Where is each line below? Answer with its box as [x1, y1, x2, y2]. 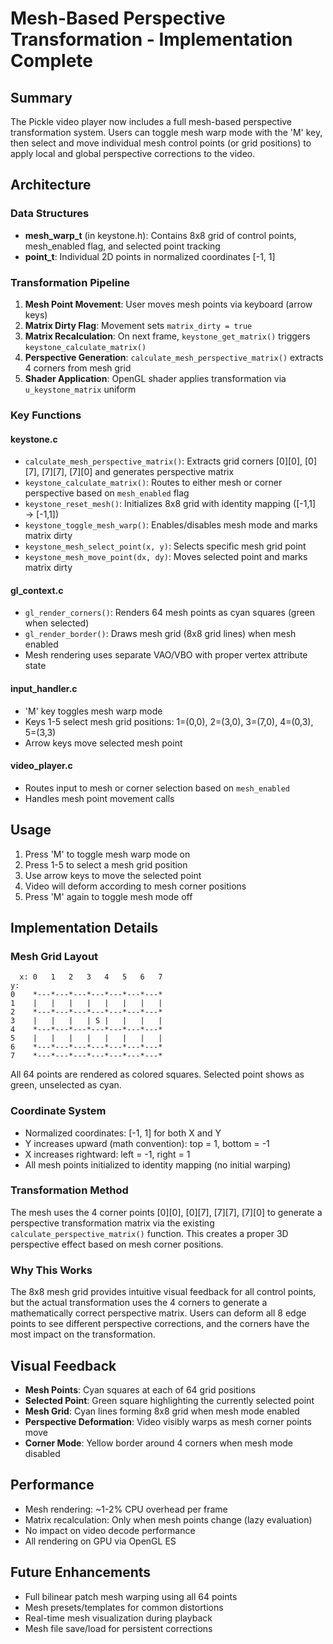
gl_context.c [10, 584, 64, 596]
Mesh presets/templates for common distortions [24, 1601, 224, 1613]
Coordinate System [10, 1104, 107, 1118]
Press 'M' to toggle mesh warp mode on [24, 848, 191, 860]
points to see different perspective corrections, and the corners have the [10, 1318, 310, 1330]
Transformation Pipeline [10, 275, 131, 289]
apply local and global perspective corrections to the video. [10, 148, 256, 159]
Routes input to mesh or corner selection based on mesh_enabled [24, 782, 290, 794]
